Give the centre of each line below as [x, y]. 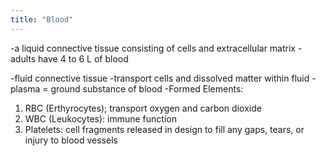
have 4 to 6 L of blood [83, 58]
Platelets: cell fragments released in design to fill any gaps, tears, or [164, 129]
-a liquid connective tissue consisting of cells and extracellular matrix [153, 48]
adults [23, 58]
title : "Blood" [42, 19]
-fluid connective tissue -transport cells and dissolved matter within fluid [160, 78]
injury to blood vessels [71, 140]
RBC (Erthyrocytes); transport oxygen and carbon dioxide [143, 108]
